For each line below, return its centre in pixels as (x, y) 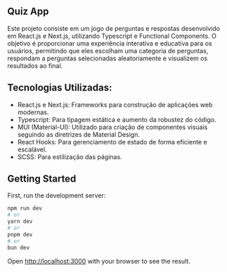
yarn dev (20, 222)
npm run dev (25, 209)
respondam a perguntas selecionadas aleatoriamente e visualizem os (108, 58)
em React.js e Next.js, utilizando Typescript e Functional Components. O (112, 36)
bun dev (19, 247)
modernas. (33, 112)
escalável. (32, 149)
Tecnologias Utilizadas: (60, 88)
